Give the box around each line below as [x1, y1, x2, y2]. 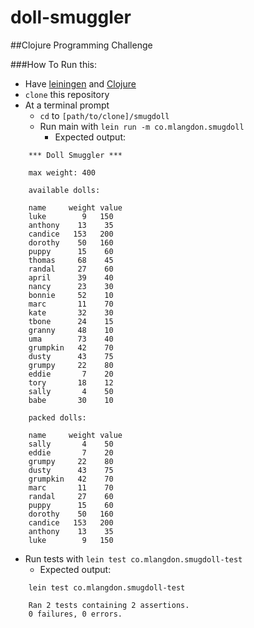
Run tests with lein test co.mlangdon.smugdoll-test [24, 552, 243, 565]
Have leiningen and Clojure [24, 77, 137, 90]
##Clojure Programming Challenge [10, 39, 153, 51]
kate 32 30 [28, 307, 114, 318]
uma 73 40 [28, 334, 114, 344]
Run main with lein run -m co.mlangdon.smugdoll [39, 120, 245, 132]
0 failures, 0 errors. [28, 609, 123, 619]
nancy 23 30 [28, 281, 114, 291]
